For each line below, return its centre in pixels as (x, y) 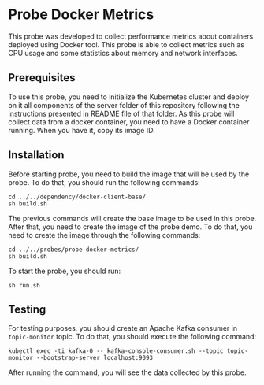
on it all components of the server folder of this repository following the (124, 105)
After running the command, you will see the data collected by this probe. (127, 372)
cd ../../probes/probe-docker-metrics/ (74, 250)
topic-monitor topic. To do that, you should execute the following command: (132, 337)
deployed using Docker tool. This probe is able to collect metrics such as (126, 44)
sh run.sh (24, 285)
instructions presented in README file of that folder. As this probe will (121, 113)
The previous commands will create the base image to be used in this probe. (132, 218)
